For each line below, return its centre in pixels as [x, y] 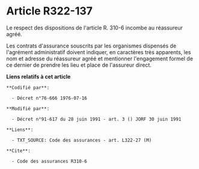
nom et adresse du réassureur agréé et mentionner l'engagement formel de [100, 58]
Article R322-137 [50, 11]
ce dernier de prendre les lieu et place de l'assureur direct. [79, 65]
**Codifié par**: [28, 88]
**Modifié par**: [28, 109]
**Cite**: [19, 151]
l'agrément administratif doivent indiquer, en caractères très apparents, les [99, 52]
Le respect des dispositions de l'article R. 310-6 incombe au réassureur [95, 28]
